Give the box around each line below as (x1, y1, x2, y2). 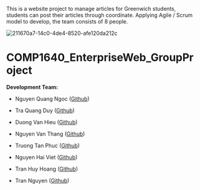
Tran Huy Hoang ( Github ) (15, 165, 79, 173)
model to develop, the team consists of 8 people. (6, 18, 128, 25)
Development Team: (6, 83, 59, 90)
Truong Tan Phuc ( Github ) (15, 142, 80, 149)
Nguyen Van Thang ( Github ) (15, 130, 85, 138)
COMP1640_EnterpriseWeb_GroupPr (6, 51, 194, 65)
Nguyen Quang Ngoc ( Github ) (15, 95, 90, 102)
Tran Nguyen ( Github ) (15, 177, 69, 184)
